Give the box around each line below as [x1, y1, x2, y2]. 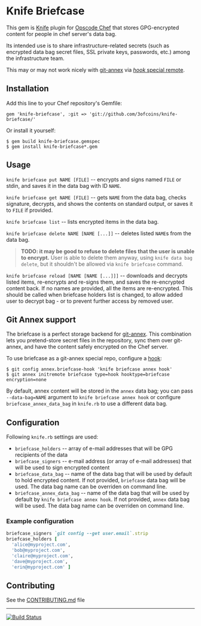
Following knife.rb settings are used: [6, 433, 99, 440]
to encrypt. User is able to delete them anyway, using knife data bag [20, 254, 193, 261]
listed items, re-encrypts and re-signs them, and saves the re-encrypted [6, 278, 185, 285]
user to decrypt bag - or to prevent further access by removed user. [6, 297, 174, 305]
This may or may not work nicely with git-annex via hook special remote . [6, 66, 185, 73]
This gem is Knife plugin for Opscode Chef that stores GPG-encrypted [6, 24, 179, 31]
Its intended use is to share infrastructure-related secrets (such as [6, 42, 169, 49]
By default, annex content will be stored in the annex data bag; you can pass [6, 387, 193, 394]
